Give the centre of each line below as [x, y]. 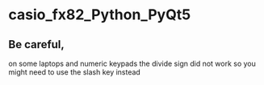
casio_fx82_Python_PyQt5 [100, 15]
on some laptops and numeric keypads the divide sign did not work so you [132, 63]
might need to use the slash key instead [75, 72]
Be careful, [36, 45]
